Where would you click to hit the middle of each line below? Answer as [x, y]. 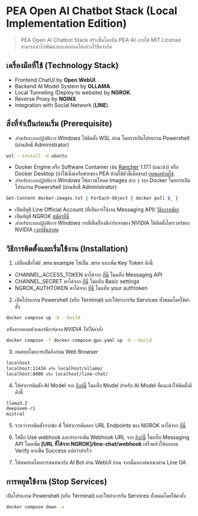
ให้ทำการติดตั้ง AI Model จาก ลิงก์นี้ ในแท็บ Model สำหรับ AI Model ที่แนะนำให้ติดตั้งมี [103, 385]
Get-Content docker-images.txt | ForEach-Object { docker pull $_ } [92, 198]
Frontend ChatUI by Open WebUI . [56, 80]
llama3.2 [17, 403]
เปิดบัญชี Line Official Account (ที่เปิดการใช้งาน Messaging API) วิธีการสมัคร [97, 210]
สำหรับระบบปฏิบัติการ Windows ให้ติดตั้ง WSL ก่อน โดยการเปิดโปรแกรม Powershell [102, 138]
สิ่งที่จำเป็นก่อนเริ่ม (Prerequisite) [59, 124]
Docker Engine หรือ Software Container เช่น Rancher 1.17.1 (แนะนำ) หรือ [97, 167]
